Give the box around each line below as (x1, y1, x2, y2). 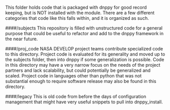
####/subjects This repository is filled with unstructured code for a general (5, 25, 163, 31)
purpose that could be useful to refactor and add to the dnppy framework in (5, 31, 164, 36)
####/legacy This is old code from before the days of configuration (5, 94, 146, 99)
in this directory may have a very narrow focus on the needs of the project (5, 62, 161, 68)
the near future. (5, 36, 38, 42)
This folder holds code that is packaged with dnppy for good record (5, 5, 147, 10)
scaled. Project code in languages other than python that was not (5, 73, 142, 78)
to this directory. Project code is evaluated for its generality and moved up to (5, 51, 165, 57)
